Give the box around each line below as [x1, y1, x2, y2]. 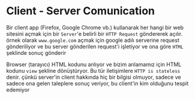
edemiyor [6, 86, 30, 93]
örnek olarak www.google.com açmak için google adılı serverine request [6, 36, 180, 44]
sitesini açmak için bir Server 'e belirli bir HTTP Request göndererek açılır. [6, 30, 183, 37]
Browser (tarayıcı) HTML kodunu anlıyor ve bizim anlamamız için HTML [6, 61, 182, 68]
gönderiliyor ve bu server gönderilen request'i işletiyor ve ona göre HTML [6, 43, 184, 50]
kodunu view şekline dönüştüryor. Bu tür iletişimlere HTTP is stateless [6, 67, 181, 74]
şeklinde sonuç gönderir [6, 49, 67, 56]
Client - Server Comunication [6, 4, 155, 18]
